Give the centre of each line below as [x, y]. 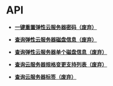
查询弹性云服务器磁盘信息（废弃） [56, 39]
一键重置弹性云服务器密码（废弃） [56, 27]
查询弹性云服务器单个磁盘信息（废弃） [61, 52]
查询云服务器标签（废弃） [45, 77]
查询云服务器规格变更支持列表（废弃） [61, 64]
